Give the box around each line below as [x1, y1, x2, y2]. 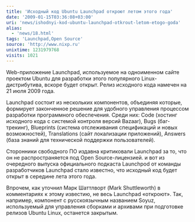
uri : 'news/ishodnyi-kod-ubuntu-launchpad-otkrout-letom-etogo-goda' [6, 19, 181, 25]
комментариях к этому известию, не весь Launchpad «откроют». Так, [6, 190, 183, 197]
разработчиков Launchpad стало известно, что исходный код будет [6, 166, 177, 174]
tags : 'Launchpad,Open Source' [6, 36, 83, 42]
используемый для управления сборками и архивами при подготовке [6, 203, 184, 210]
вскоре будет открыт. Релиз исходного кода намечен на [44, 81, 187, 88]
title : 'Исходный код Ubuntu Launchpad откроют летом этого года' [6, 8, 173, 15]
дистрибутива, [6, 81, 43, 88]
